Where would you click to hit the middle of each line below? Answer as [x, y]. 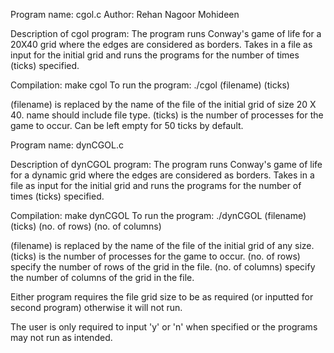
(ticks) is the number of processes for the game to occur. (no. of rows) [155, 256]
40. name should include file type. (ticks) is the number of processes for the [167, 115]
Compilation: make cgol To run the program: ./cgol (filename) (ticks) [150, 85]
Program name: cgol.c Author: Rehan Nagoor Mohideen [125, 14]
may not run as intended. [61, 337]
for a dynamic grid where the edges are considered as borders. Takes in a [162, 175]
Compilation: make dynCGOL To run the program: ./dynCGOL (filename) [158, 215]
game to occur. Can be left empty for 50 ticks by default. [127, 125]
